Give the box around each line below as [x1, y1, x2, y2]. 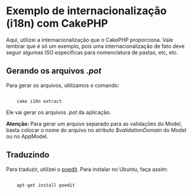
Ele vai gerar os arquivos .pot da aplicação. [6, 108, 111, 116]
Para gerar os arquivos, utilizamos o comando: [6, 82, 119, 89]
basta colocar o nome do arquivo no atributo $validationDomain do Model [6, 126, 187, 134]
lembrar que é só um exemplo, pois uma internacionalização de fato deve [6, 43, 185, 50]
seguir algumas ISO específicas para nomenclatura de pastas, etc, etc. [6, 48, 178, 56]
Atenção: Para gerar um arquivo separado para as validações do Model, [6, 120, 183, 127]
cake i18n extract [17, 98, 62, 104]
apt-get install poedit [17, 182, 76, 188]
